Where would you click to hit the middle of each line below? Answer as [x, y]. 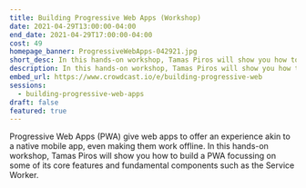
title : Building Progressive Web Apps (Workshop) [106, 18]
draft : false [34, 102]
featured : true [38, 111]
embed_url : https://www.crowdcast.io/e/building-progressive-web [136, 77]
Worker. [24, 175]
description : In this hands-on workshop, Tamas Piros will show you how [150, 69]
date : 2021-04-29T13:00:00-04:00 [73, 26]
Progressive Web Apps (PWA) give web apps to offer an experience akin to [150, 136]
